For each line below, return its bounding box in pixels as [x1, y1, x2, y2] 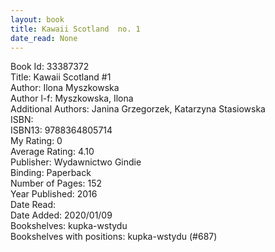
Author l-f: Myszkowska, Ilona [10, 92, 134, 105]
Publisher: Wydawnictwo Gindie [10, 156, 142, 168]
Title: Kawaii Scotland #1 [10, 71, 112, 83]
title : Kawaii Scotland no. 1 [10, 24, 141, 34]
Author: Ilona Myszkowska [10, 82, 120, 94]
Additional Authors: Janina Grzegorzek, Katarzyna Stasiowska [10, 103, 266, 115]
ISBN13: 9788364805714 [10, 124, 113, 136]
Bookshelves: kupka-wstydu [10, 220, 128, 232]
